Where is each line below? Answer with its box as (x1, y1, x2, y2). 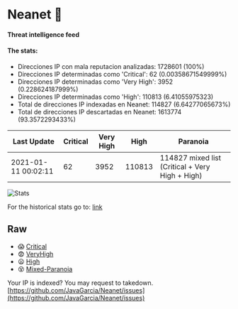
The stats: (7, 46, 38, 55)
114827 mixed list (159, 153, 222, 163)
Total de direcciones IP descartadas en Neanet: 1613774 (17, 107, 182, 116)
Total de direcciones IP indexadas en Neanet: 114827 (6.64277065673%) (17, 99, 231, 109)
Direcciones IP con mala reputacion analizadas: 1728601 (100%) (17, 62, 205, 70)
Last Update (13, 136, 55, 146)
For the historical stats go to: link (7, 202, 103, 211)
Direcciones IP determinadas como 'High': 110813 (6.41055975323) (17, 92, 214, 101)
